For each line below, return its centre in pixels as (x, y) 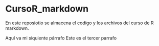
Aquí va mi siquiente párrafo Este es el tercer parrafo (61, 38)
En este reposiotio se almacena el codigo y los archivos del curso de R (80, 23)
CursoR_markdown (47, 9)
